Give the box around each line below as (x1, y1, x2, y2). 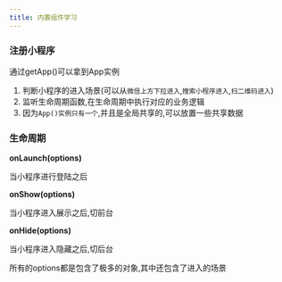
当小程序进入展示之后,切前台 (9, 207, 114, 219)
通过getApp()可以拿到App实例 (9, 66, 120, 77)
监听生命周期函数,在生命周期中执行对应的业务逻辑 (21, 95, 205, 107)
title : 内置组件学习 (9, 12, 78, 22)
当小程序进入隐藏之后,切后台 (9, 244, 114, 254)
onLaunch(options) (9, 153, 82, 163)
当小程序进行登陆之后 (9, 171, 87, 182)
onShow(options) (9, 189, 76, 200)
